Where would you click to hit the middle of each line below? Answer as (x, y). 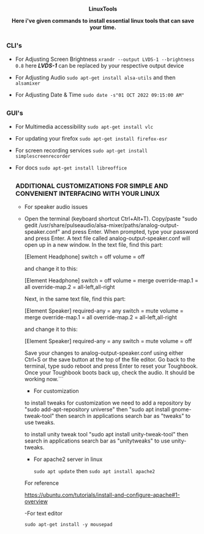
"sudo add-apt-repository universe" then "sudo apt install (97, 409)
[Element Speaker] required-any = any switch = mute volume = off (108, 341)
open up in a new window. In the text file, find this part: (94, 245)
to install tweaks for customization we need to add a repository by (108, 403)
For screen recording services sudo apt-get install (81, 150)
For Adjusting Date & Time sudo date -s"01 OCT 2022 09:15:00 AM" (100, 95)
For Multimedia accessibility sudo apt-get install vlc (84, 126)
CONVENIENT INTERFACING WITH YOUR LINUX (88, 193)
